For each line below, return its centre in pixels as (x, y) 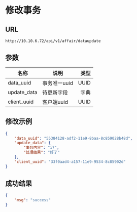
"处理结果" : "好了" (42, 152)
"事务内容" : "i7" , (41, 148)
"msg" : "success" (33, 200)
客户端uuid (55, 102)
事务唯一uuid (58, 83)
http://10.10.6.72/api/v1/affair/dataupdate (53, 41)
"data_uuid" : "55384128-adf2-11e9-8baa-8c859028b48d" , (74, 138)
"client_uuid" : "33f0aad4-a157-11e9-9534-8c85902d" (70, 162)
